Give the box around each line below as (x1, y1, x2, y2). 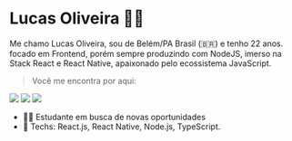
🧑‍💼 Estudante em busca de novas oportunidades (22, 111, 206, 122)
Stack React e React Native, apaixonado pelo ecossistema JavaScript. (9, 58, 272, 69)
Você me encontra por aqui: (31, 75, 136, 86)
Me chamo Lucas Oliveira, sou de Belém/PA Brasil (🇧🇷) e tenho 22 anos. (9, 38, 284, 49)
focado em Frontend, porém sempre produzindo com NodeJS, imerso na (9, 48, 282, 59)
